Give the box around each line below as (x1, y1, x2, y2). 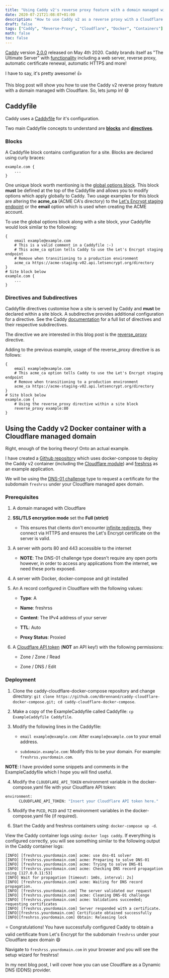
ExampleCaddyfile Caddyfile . (12, 713, 73, 720)
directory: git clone (12, 693, 54, 699)
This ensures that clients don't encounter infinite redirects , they (20, 525, 152, 531)
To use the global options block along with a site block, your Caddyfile (5, 218, 151, 225)
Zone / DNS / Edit (20, 664, 56, 670)
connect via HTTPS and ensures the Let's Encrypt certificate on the (20, 530, 160, 536)
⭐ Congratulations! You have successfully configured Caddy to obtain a (5, 924, 153, 930)
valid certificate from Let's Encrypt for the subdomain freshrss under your (5, 932, 159, 938)
